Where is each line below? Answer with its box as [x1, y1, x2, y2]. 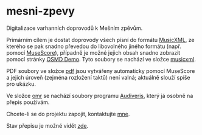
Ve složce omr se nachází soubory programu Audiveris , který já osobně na [6, 92, 193, 99]
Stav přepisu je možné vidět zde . [6, 122, 89, 129]
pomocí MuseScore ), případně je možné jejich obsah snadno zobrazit [6, 49, 181, 56]
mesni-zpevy [6, 4, 75, 18]
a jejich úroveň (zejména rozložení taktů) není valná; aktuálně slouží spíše [6, 74, 190, 81]
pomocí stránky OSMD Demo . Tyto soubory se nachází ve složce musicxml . [6, 55, 196, 63]
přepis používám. [6, 99, 50, 106]
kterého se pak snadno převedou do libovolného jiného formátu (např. [6, 43, 181, 50]
